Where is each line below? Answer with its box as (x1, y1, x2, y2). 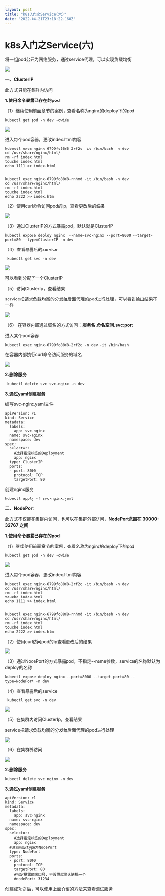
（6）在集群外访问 (5, 747, 43, 753)
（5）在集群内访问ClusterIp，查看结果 (5, 716, 83, 723)
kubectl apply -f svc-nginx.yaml (5, 496, 74, 501)
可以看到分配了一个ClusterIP (5, 275, 63, 281)
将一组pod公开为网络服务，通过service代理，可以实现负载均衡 (5, 56, 132, 62)
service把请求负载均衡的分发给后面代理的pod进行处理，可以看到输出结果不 (5, 296, 158, 302)
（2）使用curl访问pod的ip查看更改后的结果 (5, 639, 92, 645)
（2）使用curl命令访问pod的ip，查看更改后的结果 (5, 203, 105, 209)
